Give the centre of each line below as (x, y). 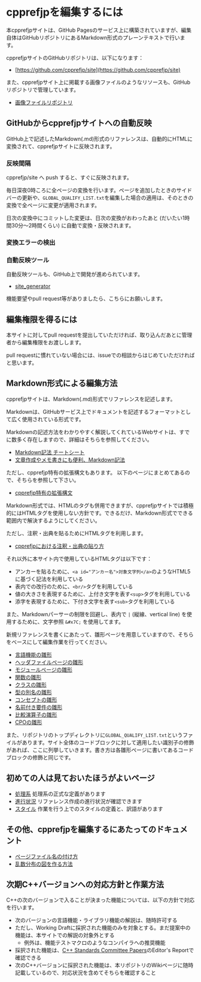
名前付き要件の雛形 (39, 707)
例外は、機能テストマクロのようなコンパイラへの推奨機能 (95, 943)
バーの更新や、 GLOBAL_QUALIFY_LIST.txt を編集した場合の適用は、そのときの (100, 198)
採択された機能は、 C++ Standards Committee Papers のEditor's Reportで (104, 950)
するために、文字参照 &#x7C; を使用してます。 (67, 621)
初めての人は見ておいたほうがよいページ (80, 778)
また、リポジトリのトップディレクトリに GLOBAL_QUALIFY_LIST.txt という (95, 735)
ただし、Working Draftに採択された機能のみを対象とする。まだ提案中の (103, 928)
